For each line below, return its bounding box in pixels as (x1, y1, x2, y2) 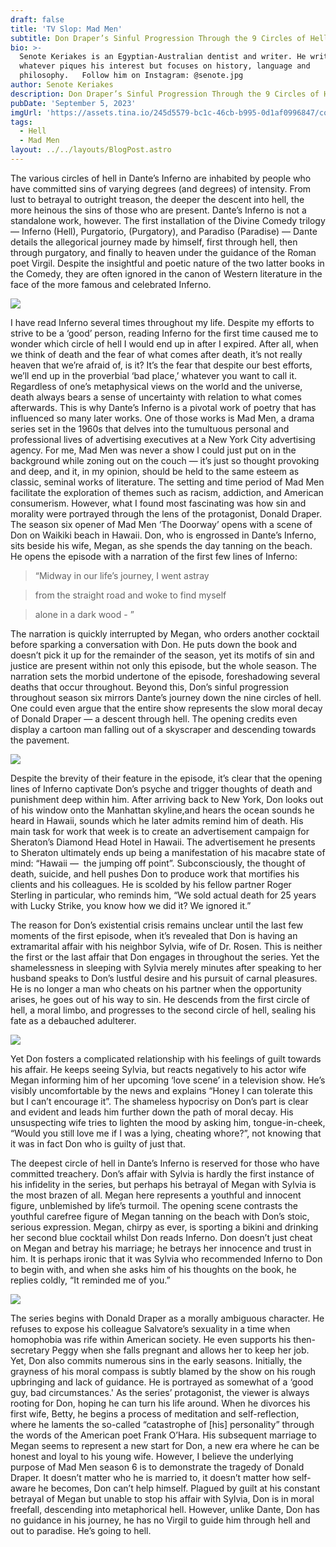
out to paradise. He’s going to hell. (10, 1524, 152, 1536)
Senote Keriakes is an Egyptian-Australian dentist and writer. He (19, 52, 307, 62)
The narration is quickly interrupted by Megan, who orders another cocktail (10, 627, 320, 640)
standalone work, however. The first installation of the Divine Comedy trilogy (10, 214, 326, 226)
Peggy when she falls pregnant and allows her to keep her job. (51, 1344, 310, 1356)
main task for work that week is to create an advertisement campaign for (10, 825, 310, 837)
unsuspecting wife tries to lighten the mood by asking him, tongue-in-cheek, (10, 1116, 326, 1128)
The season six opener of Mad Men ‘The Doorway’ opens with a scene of (10, 518, 313, 530)
